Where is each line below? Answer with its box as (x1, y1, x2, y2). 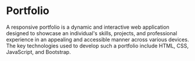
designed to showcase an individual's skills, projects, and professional (6, 29, 177, 36)
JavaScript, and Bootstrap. (6, 48, 71, 55)
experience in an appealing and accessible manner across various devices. (6, 36, 189, 43)
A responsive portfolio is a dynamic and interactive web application (6, 23, 170, 30)
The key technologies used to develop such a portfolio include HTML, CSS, (6, 42, 189, 49)
